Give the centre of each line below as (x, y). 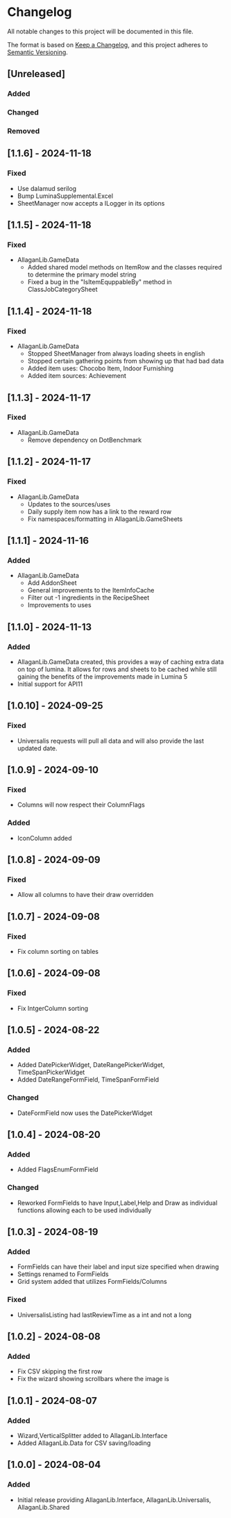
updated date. (37, 748)
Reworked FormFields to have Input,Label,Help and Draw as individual (117, 1203)
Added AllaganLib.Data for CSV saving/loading (84, 1443)
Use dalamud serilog (47, 188)
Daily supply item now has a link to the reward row (100, 511)
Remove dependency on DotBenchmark (85, 440)
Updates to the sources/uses (69, 504)
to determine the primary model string (82, 274)
